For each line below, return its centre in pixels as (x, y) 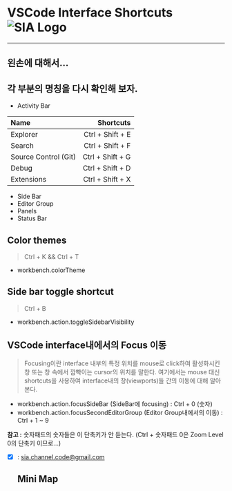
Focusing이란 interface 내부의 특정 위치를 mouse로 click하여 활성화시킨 (122, 363)
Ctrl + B (35, 308)
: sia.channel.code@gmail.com (61, 456)
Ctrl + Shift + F (107, 146)
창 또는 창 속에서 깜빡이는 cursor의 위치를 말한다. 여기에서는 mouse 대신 (122, 372)
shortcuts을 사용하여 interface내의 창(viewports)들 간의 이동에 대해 (116, 381)
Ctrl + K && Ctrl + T (51, 256)
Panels (27, 211)
